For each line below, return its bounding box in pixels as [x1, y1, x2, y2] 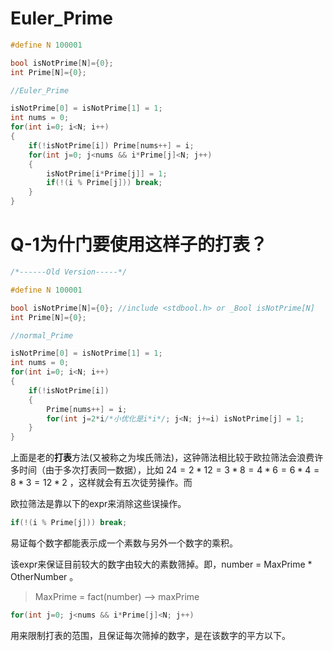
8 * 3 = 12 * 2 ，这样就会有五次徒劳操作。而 [10, 477, 193, 489]
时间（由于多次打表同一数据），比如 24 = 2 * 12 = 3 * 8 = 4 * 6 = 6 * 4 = [18, 464, 320, 476]
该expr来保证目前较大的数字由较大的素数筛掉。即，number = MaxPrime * [10, 558, 313, 570]
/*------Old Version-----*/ [10, 267, 128, 277]
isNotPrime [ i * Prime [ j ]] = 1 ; [46, 168, 168, 179]
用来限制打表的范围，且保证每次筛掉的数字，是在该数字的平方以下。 [10, 629, 291, 641]
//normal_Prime [10, 330, 74, 341]
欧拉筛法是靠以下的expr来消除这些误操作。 [10, 498, 187, 510]
